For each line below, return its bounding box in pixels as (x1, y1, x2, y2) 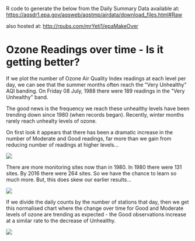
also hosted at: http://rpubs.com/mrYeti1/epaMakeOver (6, 23, 139, 29)
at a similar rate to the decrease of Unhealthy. (6, 217, 116, 224)
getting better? (6, 56, 80, 69)
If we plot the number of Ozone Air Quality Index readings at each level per (6, 74, 186, 82)
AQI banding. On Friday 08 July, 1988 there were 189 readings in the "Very (6, 87, 185, 94)
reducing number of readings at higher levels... (6, 141, 119, 148)
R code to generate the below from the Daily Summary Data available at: (6, 5, 180, 12)
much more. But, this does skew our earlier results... (6, 176, 131, 183)
